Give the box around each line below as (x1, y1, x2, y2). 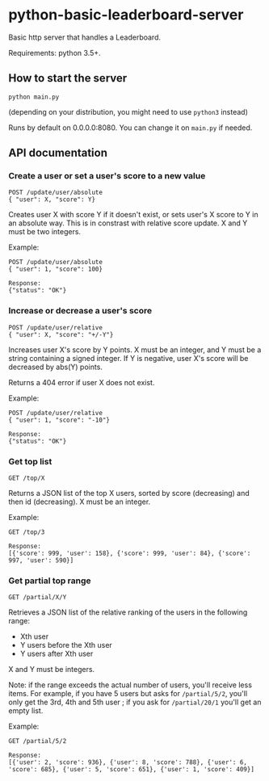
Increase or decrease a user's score (8, 305, 152, 317)
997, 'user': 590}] (8, 556, 74, 565)
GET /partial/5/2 (8, 737, 67, 745)
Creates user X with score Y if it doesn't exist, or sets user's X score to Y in (8, 210, 258, 220)
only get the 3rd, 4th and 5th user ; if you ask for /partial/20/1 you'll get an (8, 697, 262, 708)
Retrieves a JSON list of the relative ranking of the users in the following (8, 607, 248, 617)
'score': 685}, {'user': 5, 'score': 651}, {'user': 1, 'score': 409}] (8, 766, 254, 774)
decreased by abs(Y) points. (8, 362, 103, 372)
